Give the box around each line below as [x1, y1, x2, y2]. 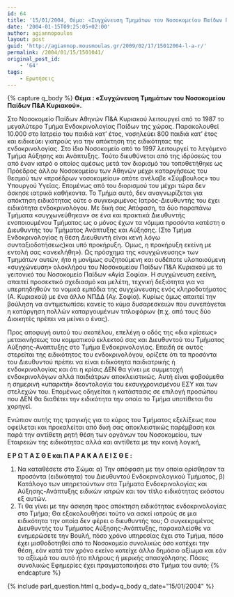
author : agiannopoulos [7, 29, 73, 37]
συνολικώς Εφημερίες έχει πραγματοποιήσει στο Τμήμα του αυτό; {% [17, 561, 219, 570]
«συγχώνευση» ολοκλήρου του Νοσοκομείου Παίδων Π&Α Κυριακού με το [7, 263, 223, 272]
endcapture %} [17, 568, 61, 577]
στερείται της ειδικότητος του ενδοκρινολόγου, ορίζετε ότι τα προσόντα [7, 350, 217, 359]
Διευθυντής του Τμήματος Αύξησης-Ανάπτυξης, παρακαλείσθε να [17, 524, 211, 533]
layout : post [7, 36, 45, 43]
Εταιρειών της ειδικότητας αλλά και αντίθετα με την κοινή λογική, [7, 438, 201, 447]
